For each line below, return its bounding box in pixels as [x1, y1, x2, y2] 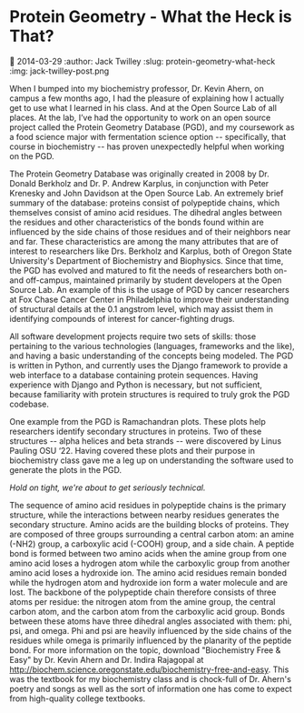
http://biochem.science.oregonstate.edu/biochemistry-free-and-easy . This [9, 664, 289, 675]
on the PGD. [9, 150, 54, 161]
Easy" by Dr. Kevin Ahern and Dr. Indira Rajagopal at [9, 654, 204, 665]
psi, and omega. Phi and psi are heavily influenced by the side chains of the [9, 625, 292, 636]
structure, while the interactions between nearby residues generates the [9, 509, 279, 520]
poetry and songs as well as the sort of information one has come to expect [9, 683, 292, 694]
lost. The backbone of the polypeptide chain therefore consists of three [9, 587, 277, 598]
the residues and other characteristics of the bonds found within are [9, 216, 265, 227]
